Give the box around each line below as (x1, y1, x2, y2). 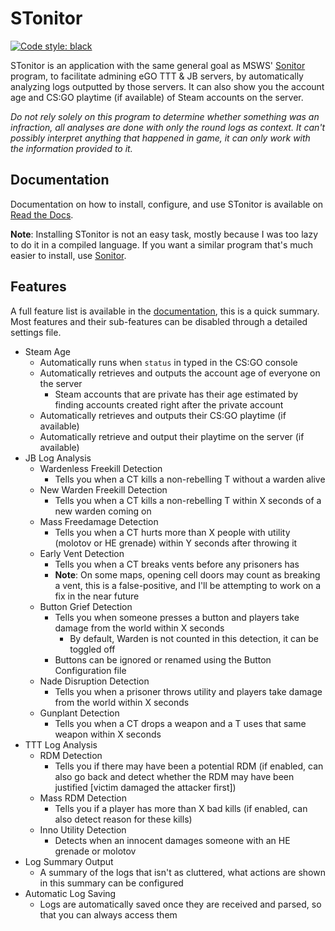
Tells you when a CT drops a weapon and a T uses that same (54, 717, 307, 729)
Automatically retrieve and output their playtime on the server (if (39, 430, 305, 442)
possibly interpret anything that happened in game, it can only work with (10, 132, 311, 144)
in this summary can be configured (39, 877, 184, 889)
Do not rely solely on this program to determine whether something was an (10, 110, 320, 122)
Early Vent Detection (39, 547, 125, 559)
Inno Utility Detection (39, 823, 127, 836)
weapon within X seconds (54, 728, 162, 740)
